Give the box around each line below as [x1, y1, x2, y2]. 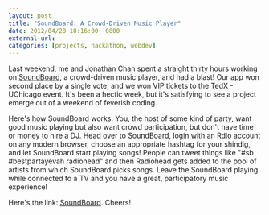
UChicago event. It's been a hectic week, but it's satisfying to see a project [8, 89, 257, 99]
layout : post [8, 11, 52, 20]
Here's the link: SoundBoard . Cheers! [8, 198, 131, 208]
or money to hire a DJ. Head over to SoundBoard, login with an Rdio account [8, 130, 261, 141]
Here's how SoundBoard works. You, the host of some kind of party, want [8, 114, 252, 123]
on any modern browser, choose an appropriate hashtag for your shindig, [8, 139, 251, 149]
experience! [8, 182, 48, 192]
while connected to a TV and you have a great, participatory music [8, 174, 229, 184]
